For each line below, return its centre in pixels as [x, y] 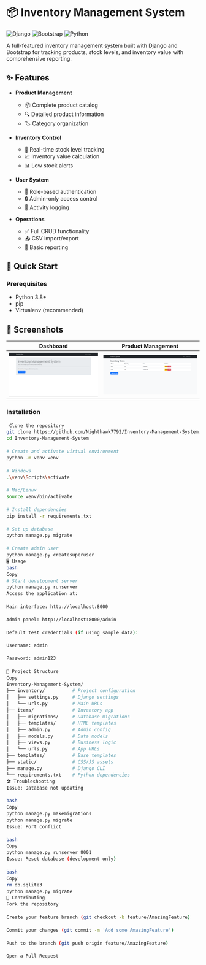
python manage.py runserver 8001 [49, 853]
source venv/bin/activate [39, 497]
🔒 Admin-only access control [61, 198]
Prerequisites [27, 284]
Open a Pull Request [33, 956]
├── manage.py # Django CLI [56, 768]
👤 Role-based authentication [60, 191]
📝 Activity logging [47, 207]
